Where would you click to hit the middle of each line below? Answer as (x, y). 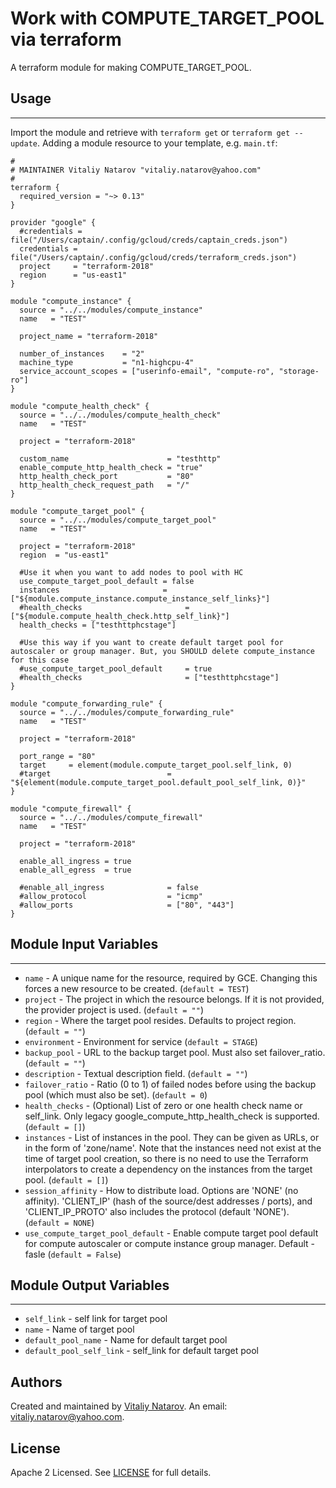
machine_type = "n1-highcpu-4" (107, 362)
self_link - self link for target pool (96, 1319)
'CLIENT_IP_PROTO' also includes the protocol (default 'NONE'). (157, 1211)
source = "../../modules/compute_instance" (111, 310)
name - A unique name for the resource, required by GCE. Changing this (171, 978)
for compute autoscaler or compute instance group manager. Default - (170, 1243)
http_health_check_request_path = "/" (104, 485)
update (24, 143)
